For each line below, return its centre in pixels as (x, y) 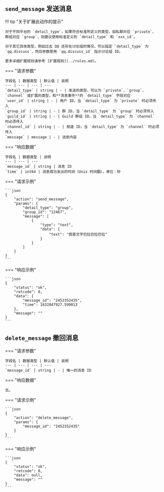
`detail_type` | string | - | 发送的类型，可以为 (53, 90)
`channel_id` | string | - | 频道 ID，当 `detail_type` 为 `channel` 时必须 (82, 127)
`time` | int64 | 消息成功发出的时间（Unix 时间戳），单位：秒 (63, 172)
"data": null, (28, 475)
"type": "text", (57, 225)
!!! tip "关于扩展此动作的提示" (34, 22)
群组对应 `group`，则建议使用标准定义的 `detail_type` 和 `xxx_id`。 (71, 37)
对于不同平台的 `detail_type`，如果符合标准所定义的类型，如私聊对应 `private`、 (81, 32)
